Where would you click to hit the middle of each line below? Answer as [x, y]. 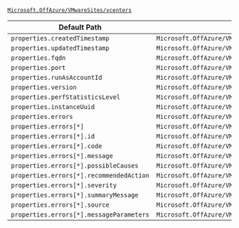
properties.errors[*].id [53, 136]
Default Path [80, 27]
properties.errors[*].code [57, 146]
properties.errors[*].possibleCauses [75, 166]
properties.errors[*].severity [64, 185]
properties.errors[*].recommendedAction [80, 176]
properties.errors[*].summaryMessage [75, 195]
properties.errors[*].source [60, 205]
